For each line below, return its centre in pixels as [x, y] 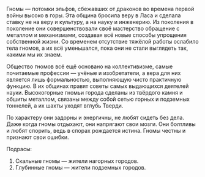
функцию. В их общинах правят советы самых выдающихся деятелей [98, 86]
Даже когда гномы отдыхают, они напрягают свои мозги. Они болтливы [101, 124]
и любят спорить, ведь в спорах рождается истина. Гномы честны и [96, 131]
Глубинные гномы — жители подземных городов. [80, 167]
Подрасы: [19, 149]
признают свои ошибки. [38, 137]
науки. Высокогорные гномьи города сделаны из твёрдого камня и [95, 92]
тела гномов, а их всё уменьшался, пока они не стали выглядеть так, [97, 48]
